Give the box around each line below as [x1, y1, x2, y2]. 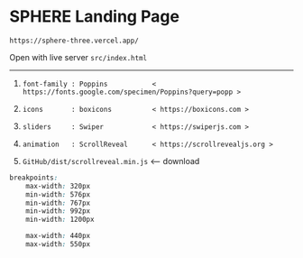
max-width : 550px [25, 240, 91, 249]
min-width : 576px [25, 189, 91, 199]
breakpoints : [9, 173, 59, 182]
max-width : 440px [25, 232, 91, 241]
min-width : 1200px [25, 215, 95, 225]
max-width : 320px [25, 181, 91, 190]
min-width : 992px [25, 207, 91, 216]
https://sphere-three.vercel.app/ [9, 36, 140, 45]
